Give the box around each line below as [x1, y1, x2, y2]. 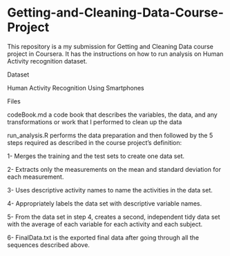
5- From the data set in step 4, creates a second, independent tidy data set [7, 213, 220, 221]
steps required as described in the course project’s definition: [7, 138, 182, 146]
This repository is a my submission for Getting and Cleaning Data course [7, 42, 214, 50]
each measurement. [7, 173, 64, 181]
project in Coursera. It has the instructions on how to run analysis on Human [7, 50, 224, 58]
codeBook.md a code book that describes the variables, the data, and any [7, 110, 218, 119]
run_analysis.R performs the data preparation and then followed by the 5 [7, 131, 213, 139]
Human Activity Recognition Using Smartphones [7, 83, 144, 92]
